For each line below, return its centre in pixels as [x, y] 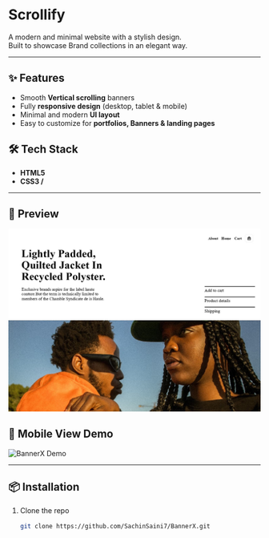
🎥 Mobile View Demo [61, 434]
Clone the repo [44, 510]
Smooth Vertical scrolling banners [77, 97]
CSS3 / [32, 181]
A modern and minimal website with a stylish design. [95, 37]
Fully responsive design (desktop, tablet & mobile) [104, 106]
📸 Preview [34, 214]
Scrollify [37, 15]
